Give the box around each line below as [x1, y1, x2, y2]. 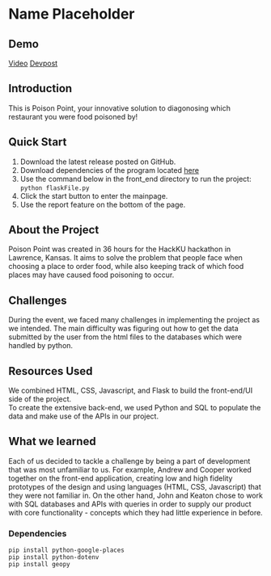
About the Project [8, 223, 100, 237]
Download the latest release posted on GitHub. [19, 157, 176, 166]
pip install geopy [8, 561, 70, 569]
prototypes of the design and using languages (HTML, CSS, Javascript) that [8, 481, 261, 491]
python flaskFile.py [19, 183, 90, 192]
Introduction [8, 82, 73, 95]
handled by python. [8, 341, 74, 351]
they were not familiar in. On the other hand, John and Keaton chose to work [8, 490, 263, 500]
